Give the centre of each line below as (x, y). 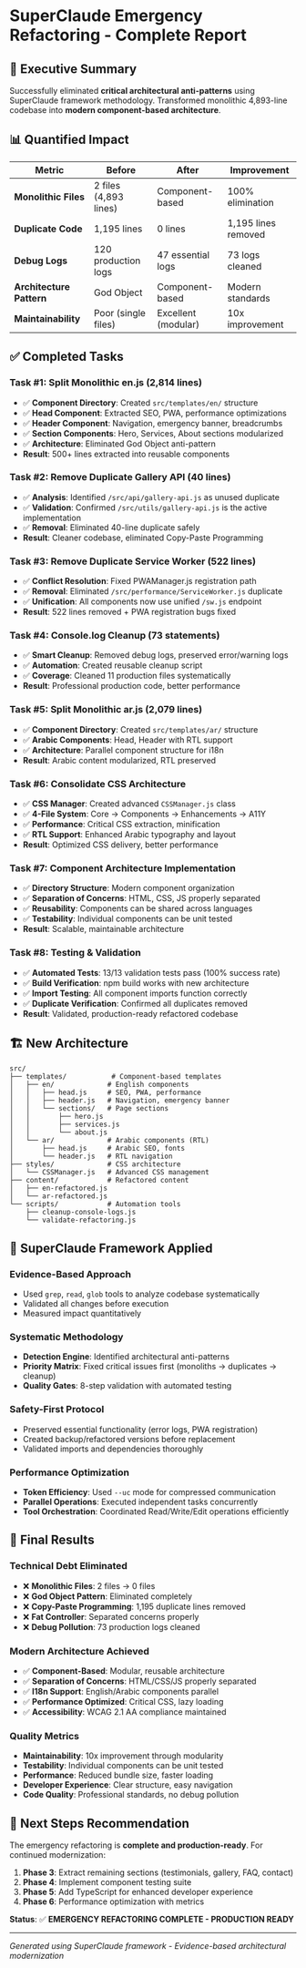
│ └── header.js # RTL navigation (91, 1157)
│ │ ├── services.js (65, 1125)
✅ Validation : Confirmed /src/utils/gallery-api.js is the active (145, 507)
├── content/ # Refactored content (99, 1181)
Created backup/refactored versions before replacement (129, 1439)
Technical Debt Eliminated (68, 1566)
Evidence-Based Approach (71, 1274)
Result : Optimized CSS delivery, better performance (120, 845)
